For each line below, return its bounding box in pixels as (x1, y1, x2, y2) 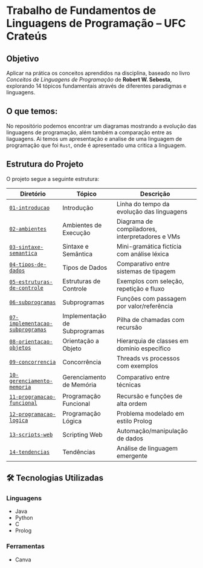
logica (9, 417, 28, 423)
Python (14, 514, 33, 521)
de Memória (62, 380, 97, 389)
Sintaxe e (62, 242, 89, 250)
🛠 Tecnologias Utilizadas (6, 473, 104, 483)
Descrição (140, 189, 170, 198)
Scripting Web (62, 430, 103, 439)
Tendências (62, 448, 95, 456)
